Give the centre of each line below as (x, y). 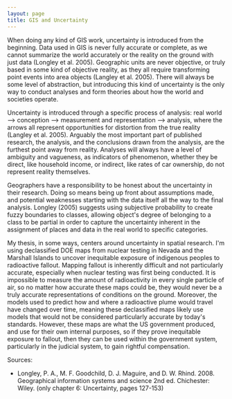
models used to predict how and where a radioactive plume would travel (110, 302)
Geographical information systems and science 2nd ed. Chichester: (113, 380)
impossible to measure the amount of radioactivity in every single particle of (116, 279)
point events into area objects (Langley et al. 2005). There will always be (111, 76)
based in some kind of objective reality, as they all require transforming (108, 70)
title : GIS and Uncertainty (48, 20)
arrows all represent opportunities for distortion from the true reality (104, 127)
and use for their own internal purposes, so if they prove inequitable (104, 332)
